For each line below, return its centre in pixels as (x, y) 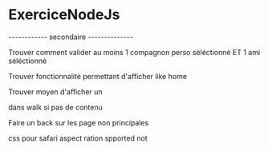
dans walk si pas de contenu (55, 107)
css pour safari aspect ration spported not (78, 138)
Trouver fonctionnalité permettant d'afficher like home (97, 76)
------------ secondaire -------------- (71, 37)
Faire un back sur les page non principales (79, 122)
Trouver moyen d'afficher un (55, 91)
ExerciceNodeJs (64, 15)
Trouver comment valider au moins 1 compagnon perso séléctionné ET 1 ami (134, 52)
